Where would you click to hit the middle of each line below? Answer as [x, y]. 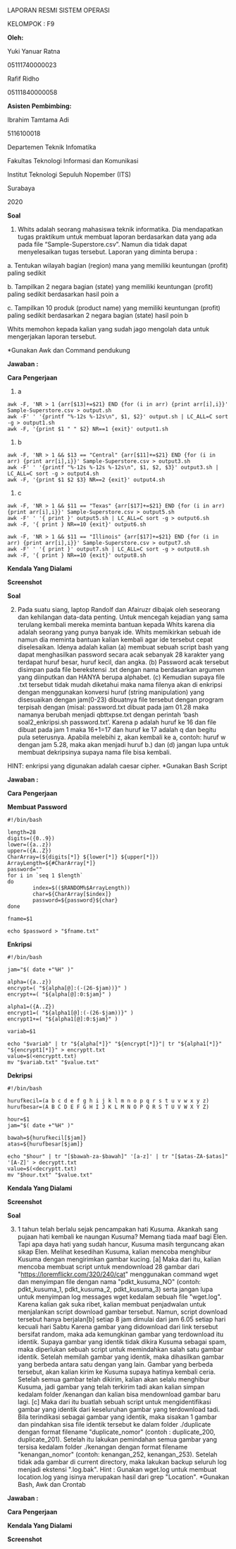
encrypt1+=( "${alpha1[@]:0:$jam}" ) [63, 1019]
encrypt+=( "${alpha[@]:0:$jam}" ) [60, 994]
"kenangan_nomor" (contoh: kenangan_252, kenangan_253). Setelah [117, 1454]
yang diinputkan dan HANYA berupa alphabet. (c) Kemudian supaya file [121, 677]
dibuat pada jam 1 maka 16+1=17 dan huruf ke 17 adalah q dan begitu [117, 730]
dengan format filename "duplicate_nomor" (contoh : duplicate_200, [117, 1432]
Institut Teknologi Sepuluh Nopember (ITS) [69, 175]
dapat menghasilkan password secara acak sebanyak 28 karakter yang [121, 654]
